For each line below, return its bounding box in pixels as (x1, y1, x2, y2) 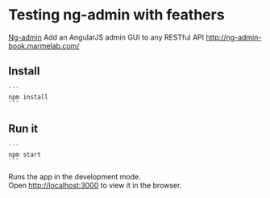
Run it (8, 122, 39, 136)
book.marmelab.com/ (8, 40, 80, 50)
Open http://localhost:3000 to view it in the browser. (8, 180, 182, 190)
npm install (8, 93, 48, 101)
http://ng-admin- (205, 32, 262, 42)
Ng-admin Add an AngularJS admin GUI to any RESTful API (8, 32, 205, 42)
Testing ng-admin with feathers (8, 6, 225, 24)
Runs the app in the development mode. (8, 171, 141, 181)
